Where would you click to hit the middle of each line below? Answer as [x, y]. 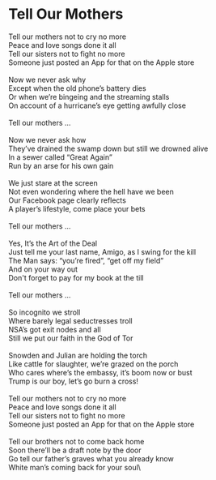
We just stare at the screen [53, 182]
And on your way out [43, 269]
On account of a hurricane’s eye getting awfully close [97, 105]
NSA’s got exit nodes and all [55, 329]
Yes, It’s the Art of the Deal [53, 243]
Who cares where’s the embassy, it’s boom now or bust [100, 372]
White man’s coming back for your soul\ [75, 467]
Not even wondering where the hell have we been [91, 191]
